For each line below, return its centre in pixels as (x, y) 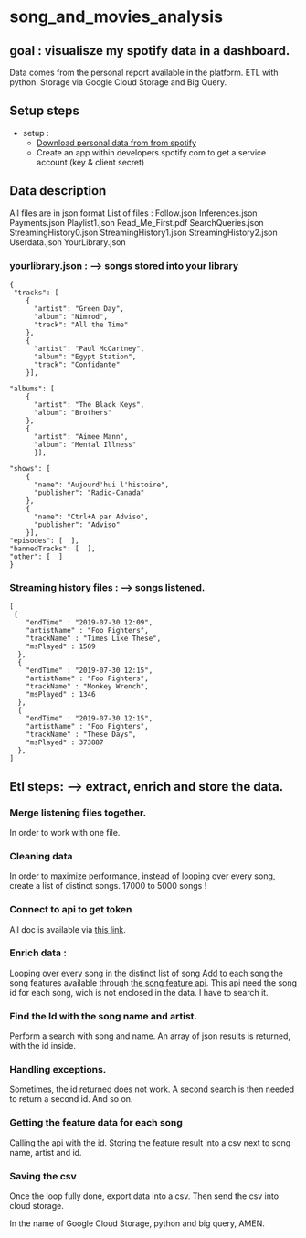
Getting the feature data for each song (96, 1123)
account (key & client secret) (90, 162)
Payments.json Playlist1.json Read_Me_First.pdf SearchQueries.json (137, 222)
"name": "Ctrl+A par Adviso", (91, 517)
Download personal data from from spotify (116, 143)
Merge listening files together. (78, 813)
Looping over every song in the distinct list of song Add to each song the (147, 973)
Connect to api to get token (71, 910)
